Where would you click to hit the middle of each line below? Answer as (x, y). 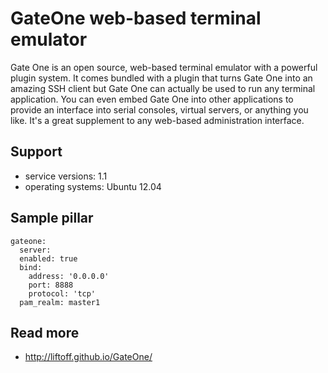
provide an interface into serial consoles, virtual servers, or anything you (159, 109)
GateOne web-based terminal (136, 18)
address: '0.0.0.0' (69, 276)
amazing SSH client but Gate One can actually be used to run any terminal (163, 88)
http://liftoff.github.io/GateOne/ (88, 357)
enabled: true (48, 258)
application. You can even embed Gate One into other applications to (152, 99)
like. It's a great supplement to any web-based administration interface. (157, 120)
